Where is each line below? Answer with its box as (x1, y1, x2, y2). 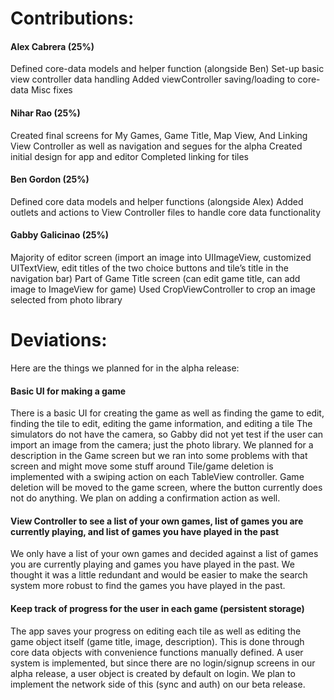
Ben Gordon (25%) (10, 173, 90, 186)
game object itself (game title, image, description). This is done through (10, 635, 305, 647)
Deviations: (10, 329, 108, 352)
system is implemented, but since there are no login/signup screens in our (10, 657, 316, 669)
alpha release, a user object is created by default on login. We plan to (10, 667, 296, 679)
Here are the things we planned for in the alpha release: (10, 362, 240, 374)
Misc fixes (30, 84, 73, 96)
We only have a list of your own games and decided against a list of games (10, 548, 319, 560)
